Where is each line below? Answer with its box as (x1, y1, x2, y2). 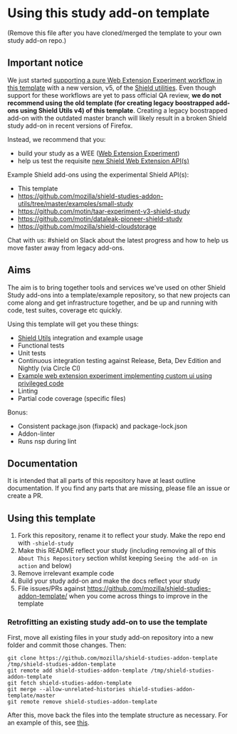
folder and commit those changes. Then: (7, 641, 127, 650)
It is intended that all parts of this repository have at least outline (7, 476, 196, 485)
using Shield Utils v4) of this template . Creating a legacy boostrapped (20, 106, 228, 115)
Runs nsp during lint (17, 437, 77, 445)
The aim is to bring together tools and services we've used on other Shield (7, 283, 226, 292)
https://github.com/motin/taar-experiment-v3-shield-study (17, 207, 191, 215)
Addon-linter (17, 429, 56, 438)
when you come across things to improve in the (68, 592, 209, 601)
